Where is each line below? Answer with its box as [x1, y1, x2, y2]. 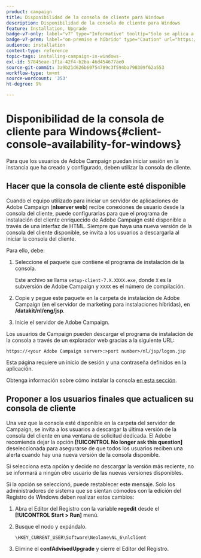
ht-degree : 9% [6, 81, 42, 87]
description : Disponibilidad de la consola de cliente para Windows [6, 20, 181, 26]
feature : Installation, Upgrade [6, 25, 87, 32]
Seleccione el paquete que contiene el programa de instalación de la [14, 258, 184, 265]
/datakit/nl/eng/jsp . [14, 307, 65, 314]
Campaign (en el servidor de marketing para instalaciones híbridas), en [14, 301, 190, 308]
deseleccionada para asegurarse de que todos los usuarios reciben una [6, 444, 184, 452]
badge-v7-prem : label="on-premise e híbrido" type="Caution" [6, 37, 162, 43]
